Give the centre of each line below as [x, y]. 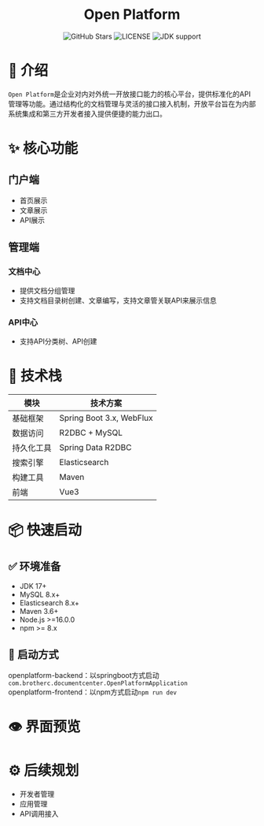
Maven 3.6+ [39, 611]
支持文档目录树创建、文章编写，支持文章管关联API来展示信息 [118, 300]
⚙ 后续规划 [44, 770]
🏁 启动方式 [33, 655]
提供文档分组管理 [47, 290]
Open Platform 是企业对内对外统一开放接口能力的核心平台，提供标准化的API [130, 94]
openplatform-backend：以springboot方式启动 [84, 675]
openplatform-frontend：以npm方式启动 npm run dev [93, 692]
